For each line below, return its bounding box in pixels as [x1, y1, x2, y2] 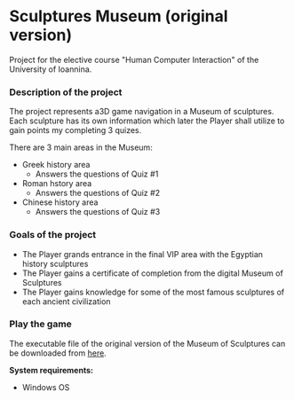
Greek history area [21, 160, 91, 170]
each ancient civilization [21, 295, 111, 307]
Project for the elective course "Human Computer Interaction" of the [9, 54, 259, 65]
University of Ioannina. [9, 64, 92, 75]
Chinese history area [21, 197, 99, 208]
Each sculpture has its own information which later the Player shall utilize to [9, 115, 285, 126]
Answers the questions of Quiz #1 [35, 169, 159, 179]
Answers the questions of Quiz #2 [35, 188, 161, 199]
